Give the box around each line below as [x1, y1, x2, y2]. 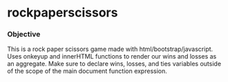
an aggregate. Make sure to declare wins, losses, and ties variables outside [7, 60, 222, 68]
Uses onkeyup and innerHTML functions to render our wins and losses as [7, 52, 217, 61]
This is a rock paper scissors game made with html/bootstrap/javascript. [7, 45, 213, 53]
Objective [7, 30, 41, 39]
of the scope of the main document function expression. [7, 67, 168, 75]
